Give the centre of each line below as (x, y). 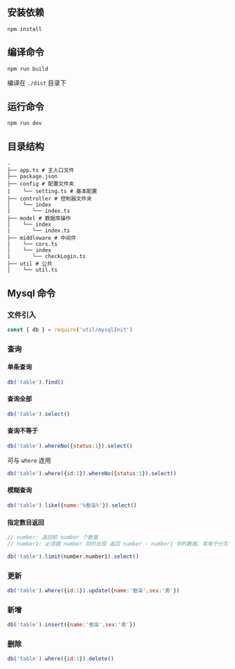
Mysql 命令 (31, 293)
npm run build (28, 69)
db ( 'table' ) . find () (36, 382)
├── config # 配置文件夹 (41, 184)
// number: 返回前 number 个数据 (53, 538)
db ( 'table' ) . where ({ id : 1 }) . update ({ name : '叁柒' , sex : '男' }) (93, 591)
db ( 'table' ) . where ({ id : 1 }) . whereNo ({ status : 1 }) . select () (92, 473)
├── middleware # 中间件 (42, 238)
